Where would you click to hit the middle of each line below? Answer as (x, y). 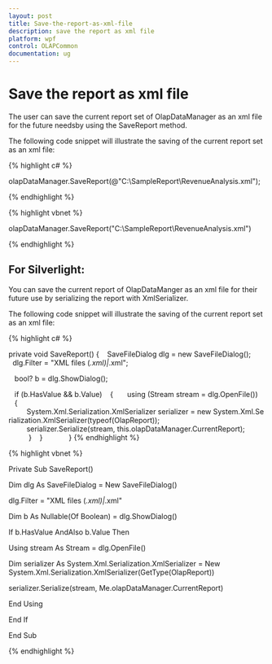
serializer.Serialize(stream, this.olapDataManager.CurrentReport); (136, 429)
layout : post (31, 16)
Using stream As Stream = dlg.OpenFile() (77, 548)
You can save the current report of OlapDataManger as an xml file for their (133, 289)
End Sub (23, 635)
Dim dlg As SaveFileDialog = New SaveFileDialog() (93, 484)
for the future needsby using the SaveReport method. (98, 125)
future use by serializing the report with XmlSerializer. (99, 298)
